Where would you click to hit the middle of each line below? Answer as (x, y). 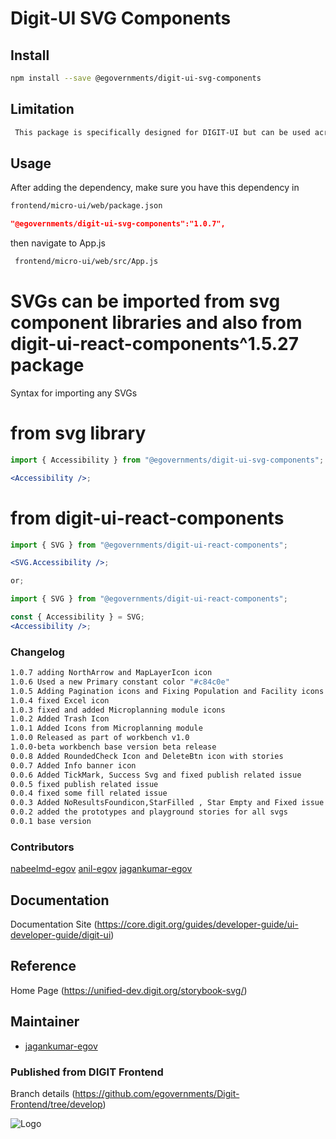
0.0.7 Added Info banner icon (73, 765)
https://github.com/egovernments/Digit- (157, 1094)
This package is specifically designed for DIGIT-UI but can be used (162, 132)
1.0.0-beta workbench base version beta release (113, 747)
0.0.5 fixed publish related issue (84, 784)
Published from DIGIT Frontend (87, 1072)
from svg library (78, 433)
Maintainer (45, 1022)
